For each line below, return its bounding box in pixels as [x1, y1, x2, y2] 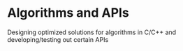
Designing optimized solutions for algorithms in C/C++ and [7, 28, 177, 36]
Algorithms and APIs [7, 5, 129, 21]
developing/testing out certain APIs [7, 35, 109, 43]
